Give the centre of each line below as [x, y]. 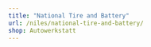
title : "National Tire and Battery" [69, 16]
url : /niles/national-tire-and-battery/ [76, 23]
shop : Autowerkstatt [43, 30]
